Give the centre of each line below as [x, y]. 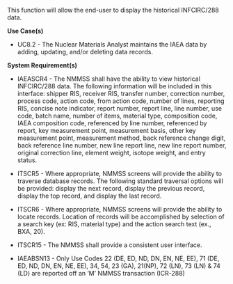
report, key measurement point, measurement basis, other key [106, 131]
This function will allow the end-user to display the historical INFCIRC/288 [113, 10]
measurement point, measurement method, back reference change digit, [121, 138]
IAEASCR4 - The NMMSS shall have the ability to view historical [109, 79]
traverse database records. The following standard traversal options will [120, 181]
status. [27, 160]
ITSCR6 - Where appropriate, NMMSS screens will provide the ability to [120, 209]
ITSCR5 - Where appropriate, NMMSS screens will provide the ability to [120, 174]
